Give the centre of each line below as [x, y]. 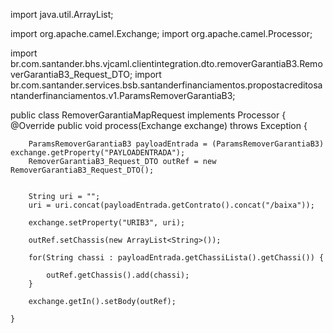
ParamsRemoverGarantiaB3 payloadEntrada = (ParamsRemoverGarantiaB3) [176, 144]
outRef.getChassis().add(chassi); [118, 275]
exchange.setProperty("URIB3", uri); [107, 223]
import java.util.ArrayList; [62, 14]
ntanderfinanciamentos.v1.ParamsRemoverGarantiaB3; [123, 95]
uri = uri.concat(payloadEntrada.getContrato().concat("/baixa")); [171, 205]
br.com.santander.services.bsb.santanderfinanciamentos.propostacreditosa [166, 85]
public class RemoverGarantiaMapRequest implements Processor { [148, 115]
